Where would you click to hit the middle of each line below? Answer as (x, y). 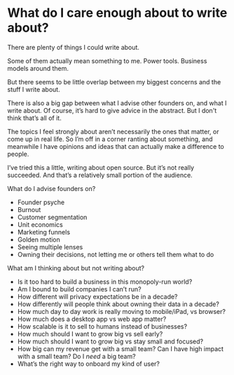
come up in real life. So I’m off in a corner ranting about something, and (110, 139)
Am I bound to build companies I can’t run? (79, 289)
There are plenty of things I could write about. (74, 47)
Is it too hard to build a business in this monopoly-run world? (105, 282)
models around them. (38, 68)
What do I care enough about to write (117, 13)
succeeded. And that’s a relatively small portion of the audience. (100, 175)
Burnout (29, 209)
